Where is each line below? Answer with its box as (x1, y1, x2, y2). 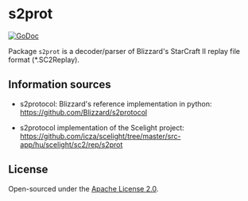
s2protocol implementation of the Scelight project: (19, 122, 184, 132)
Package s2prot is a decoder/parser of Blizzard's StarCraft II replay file (8, 46, 241, 56)
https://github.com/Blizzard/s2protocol (19, 107, 148, 117)
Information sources (8, 78, 111, 91)
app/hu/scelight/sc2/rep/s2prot (19, 140, 123, 149)
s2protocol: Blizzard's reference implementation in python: (19, 99, 212, 108)
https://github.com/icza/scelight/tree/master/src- (19, 131, 181, 141)
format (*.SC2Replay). (8, 55, 79, 64)
